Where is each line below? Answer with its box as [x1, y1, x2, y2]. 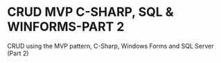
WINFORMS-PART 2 [7, 19, 125, 35]
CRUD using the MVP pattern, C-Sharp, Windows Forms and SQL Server [7, 42, 214, 50]
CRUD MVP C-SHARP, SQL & [7, 4, 175, 20]
